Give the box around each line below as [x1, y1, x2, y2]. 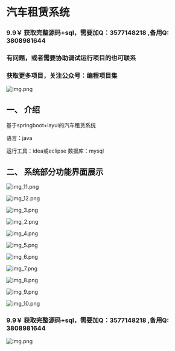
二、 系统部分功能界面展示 [6, 166, 104, 177]
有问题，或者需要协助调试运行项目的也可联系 [6, 54, 136, 62]
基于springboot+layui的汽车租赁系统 [6, 122, 97, 129]
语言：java [6, 134, 33, 142]
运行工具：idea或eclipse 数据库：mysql [6, 147, 104, 154]
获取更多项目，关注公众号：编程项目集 [6, 71, 118, 80]
